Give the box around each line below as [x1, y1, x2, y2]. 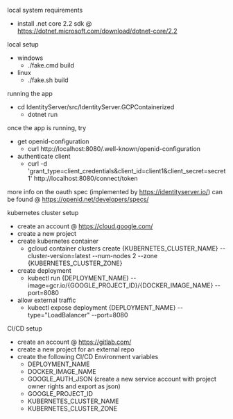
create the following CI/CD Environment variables [17, 353, 159, 361]
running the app [7, 90, 53, 97]
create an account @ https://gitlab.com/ [17, 338, 132, 346]
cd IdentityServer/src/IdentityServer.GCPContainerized [17, 103, 175, 111]
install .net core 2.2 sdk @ [17, 19, 92, 27]
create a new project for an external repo [17, 345, 135, 354]
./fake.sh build [27, 76, 69, 84]
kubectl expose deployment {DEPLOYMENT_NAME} [27, 303, 176, 312]
